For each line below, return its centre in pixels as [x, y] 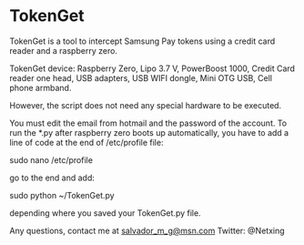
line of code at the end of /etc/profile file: [86, 142]
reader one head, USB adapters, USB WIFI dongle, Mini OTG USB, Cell [141, 77]
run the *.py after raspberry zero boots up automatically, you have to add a [149, 132]
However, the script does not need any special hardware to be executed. [146, 105]
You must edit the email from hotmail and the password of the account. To [148, 123]
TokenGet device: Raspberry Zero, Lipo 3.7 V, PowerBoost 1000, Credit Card [152, 68]
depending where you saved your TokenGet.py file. [106, 213]
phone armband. [41, 87]
